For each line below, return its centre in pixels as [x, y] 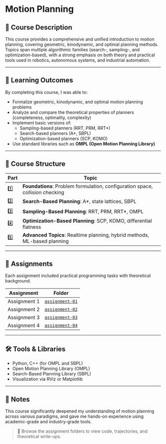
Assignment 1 [24, 301]
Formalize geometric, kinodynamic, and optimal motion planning [78, 102]
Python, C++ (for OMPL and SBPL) [47, 363]
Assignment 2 [24, 310]
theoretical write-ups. [39, 437]
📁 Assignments [29, 264]
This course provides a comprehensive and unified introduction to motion [80, 39]
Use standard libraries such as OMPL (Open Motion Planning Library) [84, 144]
